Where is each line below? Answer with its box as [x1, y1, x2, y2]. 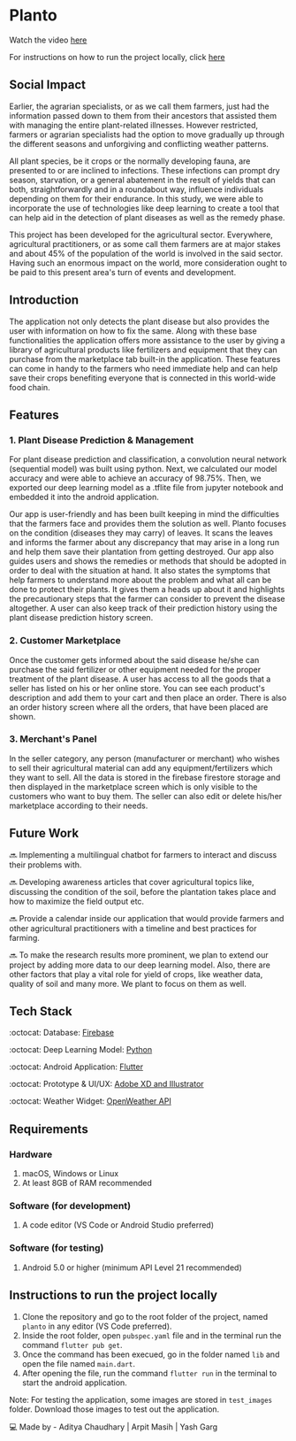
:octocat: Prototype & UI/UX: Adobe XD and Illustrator [9, 1079, 205, 1090]
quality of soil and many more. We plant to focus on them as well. [9, 978, 247, 989]
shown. [9, 711, 36, 721]
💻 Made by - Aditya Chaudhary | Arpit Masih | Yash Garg [9, 1422, 218, 1432]
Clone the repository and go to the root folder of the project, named [21, 1311, 269, 1322]
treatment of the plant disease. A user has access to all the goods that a [9, 674, 271, 684]
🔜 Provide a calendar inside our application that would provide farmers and [9, 913, 285, 923]
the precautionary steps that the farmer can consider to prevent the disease [9, 594, 285, 605]
